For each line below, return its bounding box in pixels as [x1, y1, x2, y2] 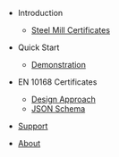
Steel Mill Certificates [30, 25, 110, 35]
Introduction [17, 8, 64, 18]
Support [17, 120, 48, 131]
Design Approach [30, 94, 96, 104]
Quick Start [17, 42, 60, 53]
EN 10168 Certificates [17, 77, 98, 87]
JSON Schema [30, 103, 86, 114]
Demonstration [30, 60, 87, 70]
